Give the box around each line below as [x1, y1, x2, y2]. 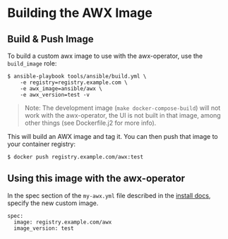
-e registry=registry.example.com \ [20, 79, 128, 86]
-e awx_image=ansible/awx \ [20, 85, 102, 92]
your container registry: [7, 140, 76, 148]
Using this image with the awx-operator [7, 173, 186, 185]
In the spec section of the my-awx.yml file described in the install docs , [7, 191, 211, 200]
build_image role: [7, 59, 57, 68]
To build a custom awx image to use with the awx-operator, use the [7, 51, 203, 60]
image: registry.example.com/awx [13, 219, 112, 226]
